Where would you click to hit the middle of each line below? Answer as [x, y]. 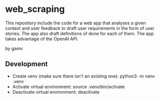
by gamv [14, 48]
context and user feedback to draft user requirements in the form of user [80, 28]
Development [27, 64]
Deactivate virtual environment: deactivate [56, 92]
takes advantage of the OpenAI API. [42, 39]
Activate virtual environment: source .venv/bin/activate [69, 87]
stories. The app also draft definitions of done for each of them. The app [80, 33]
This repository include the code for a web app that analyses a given [76, 23]
